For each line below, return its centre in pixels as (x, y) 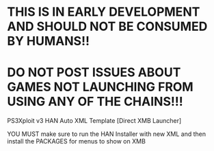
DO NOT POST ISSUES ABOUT (94, 72)
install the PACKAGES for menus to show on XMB (76, 141)
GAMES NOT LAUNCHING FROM (100, 87)
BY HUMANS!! (49, 41)
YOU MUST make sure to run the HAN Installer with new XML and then (107, 134)
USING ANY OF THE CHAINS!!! (95, 102)
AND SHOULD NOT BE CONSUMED (107, 26)
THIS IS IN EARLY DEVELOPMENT (104, 12)
